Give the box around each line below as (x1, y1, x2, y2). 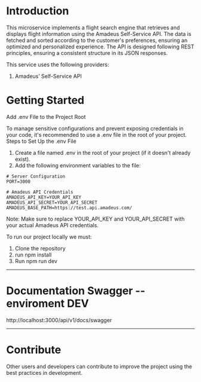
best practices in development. (6, 369, 83, 376)
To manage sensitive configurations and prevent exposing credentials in (6, 124, 184, 132)
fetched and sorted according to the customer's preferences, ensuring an (6, 36, 188, 44)
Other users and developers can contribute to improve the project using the (6, 363, 193, 370)
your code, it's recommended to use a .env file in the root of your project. (6, 131, 187, 138)
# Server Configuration (6, 173, 66, 179)
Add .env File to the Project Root (6, 113, 86, 120)
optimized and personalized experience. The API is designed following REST (6, 43, 194, 50)
